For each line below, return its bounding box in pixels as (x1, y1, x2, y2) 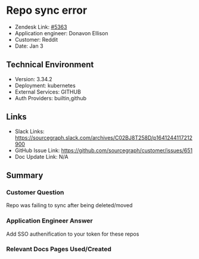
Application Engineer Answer (6, 217, 94, 225)
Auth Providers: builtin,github (14, 94, 87, 101)
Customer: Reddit (14, 36, 58, 43)
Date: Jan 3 (14, 42, 43, 50)
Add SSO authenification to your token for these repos (6, 230, 139, 238)
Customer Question (6, 188, 64, 196)
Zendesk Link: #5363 (14, 23, 67, 30)
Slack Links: (14, 128, 45, 135)
